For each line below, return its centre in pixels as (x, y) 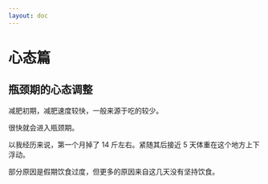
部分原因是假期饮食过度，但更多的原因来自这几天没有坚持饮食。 (114, 171)
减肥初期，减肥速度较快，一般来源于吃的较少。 (85, 110)
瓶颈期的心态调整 (51, 90)
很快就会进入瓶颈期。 (43, 127)
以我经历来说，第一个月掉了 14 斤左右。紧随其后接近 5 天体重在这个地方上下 (134, 144)
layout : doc (28, 16)
